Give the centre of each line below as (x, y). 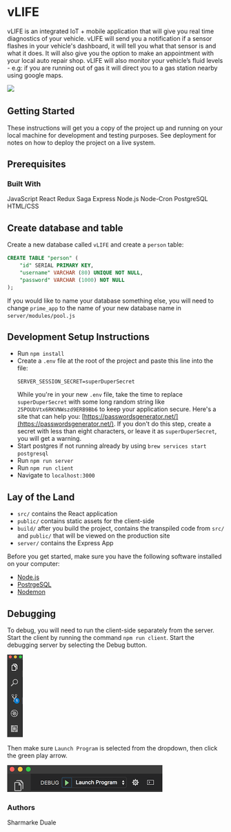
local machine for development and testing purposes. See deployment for (112, 135)
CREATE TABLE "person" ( (43, 258)
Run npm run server (45, 461)
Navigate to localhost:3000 (56, 475)
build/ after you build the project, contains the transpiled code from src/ (121, 529)
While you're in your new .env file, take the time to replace (100, 395)
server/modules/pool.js (41, 316)
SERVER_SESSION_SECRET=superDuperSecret (76, 382)
